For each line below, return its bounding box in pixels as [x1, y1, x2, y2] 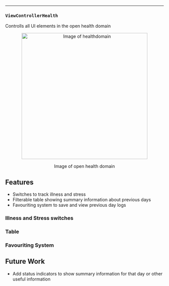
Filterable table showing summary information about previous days [12, 197, 151, 203]
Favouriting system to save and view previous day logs [12, 202, 126, 208]
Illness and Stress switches [5, 215, 74, 222]
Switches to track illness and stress [12, 191, 86, 197]
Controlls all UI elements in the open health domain [5, 23, 111, 29]
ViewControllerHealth [5, 13, 58, 18]
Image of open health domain [54, 163, 115, 169]
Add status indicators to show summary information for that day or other [12, 270, 162, 276]
